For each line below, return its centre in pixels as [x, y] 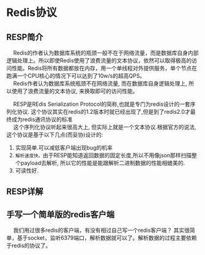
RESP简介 [25, 37]
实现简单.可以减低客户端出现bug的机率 [64, 148]
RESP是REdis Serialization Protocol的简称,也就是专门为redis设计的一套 [102, 104]
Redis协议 [32, 13]
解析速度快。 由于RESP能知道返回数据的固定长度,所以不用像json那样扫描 [103, 155]
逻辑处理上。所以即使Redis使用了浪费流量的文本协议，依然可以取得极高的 [99, 61]
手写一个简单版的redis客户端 [61, 214]
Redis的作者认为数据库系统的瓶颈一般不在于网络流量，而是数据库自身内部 [106, 53]
